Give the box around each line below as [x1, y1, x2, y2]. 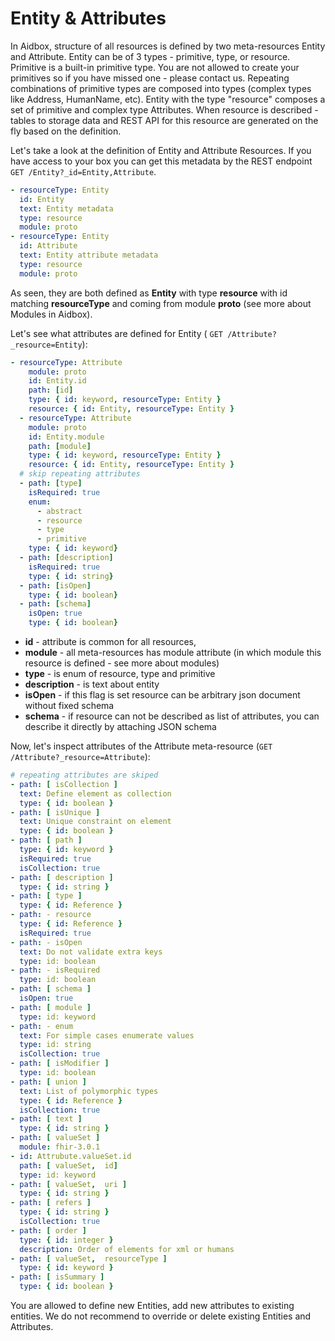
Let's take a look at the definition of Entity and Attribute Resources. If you [10, 144, 312, 156]
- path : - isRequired [10, 965, 101, 976]
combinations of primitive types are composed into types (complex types [10, 82, 312, 94]
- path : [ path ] [10, 835, 83, 846]
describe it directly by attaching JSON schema [24, 721, 217, 733]
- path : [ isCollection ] [10, 779, 118, 789]
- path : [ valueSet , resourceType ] [10, 1253, 168, 1264]
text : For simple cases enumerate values [19, 1030, 195, 1041]
